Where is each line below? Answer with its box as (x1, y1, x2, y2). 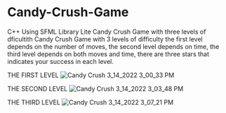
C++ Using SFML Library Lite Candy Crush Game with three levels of (7, 27, 206, 36)
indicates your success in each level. (7, 57, 114, 65)
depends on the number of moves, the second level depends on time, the (7, 42, 220, 51)
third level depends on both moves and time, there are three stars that (7, 50, 209, 58)
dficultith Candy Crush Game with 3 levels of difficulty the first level (7, 34, 203, 43)
